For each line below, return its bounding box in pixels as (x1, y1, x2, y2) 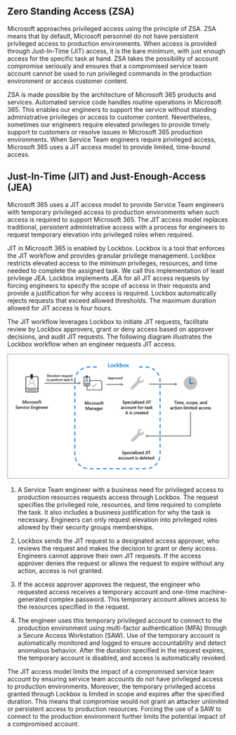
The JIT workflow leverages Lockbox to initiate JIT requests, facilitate (7, 317, 209, 326)
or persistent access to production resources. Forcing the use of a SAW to (7, 705, 222, 713)
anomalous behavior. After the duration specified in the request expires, (17, 646, 225, 655)
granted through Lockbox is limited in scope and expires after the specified (7, 690, 225, 698)
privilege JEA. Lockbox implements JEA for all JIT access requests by (7, 274, 209, 282)
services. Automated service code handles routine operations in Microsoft (7, 98, 222, 106)
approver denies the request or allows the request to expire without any (17, 559, 225, 567)
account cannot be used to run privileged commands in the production (7, 69, 212, 77)
